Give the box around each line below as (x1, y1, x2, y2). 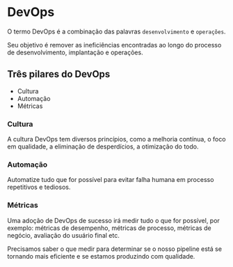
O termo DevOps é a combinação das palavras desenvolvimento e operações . (7, 27, 226, 36)
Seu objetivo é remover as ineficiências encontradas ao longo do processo (7, 40, 222, 49)
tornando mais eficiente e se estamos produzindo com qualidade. (7, 252, 195, 260)
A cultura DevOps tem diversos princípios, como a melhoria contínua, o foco (7, 135, 226, 144)
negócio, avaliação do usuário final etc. (7, 231, 120, 239)
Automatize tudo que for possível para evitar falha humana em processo (7, 176, 214, 184)
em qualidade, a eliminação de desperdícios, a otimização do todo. (7, 142, 200, 151)
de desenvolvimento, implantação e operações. (7, 48, 144, 56)
